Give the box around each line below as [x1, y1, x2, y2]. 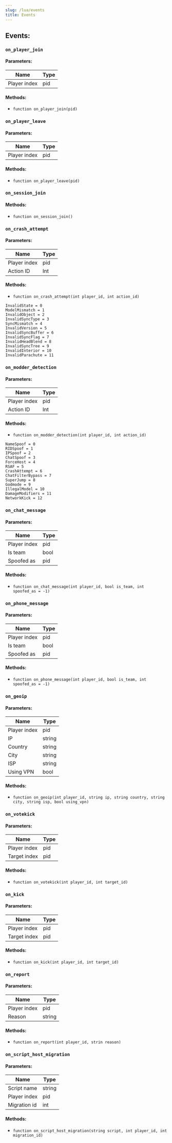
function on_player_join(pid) [12, 106, 78, 112]
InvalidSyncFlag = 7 [5, 335, 50, 340]
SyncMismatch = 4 [5, 321, 43, 326]
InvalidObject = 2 [5, 312, 45, 317]
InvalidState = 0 [5, 303, 43, 308]
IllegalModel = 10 [5, 487, 45, 492]
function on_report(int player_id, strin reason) [12, 1040, 122, 1045]
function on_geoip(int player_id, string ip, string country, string [12, 795, 165, 800]
